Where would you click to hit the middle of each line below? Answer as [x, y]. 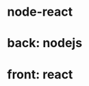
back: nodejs [45, 43]
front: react [40, 74]
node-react [40, 12]
